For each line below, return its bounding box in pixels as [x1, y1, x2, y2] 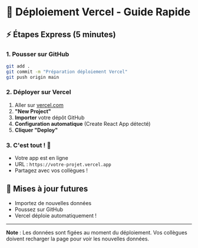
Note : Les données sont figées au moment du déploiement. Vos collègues [6, 229, 187, 236]
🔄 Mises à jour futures [6, 184, 88, 194]
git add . [6, 63, 31, 69]
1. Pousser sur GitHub [6, 50, 70, 58]
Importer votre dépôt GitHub [14, 114, 85, 121]
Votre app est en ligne [14, 155, 69, 162]
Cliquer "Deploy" [14, 126, 58, 133]
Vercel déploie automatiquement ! [14, 212, 97, 219]
